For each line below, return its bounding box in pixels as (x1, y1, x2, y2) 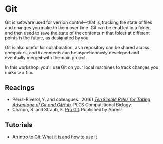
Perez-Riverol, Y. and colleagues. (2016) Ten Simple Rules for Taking (12, 96, 151, 102)
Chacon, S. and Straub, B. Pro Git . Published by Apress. (12, 107, 124, 112)
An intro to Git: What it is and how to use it (12, 134, 97, 140)
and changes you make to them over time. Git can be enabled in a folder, (5, 24, 151, 30)
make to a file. (5, 69, 34, 75)
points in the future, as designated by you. (5, 35, 90, 41)
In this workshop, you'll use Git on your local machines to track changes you (5, 64, 159, 70)
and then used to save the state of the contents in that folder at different (5, 30, 150, 36)
